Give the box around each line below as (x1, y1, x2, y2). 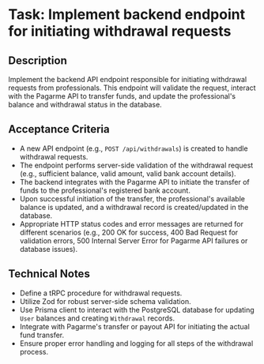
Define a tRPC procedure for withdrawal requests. (19, 288, 183, 298)
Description (8, 54, 67, 67)
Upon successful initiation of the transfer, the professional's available (19, 193, 245, 203)
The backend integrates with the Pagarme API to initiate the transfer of (19, 177, 251, 186)
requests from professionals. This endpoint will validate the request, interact (8, 83, 256, 92)
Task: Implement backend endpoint (8, 6, 246, 24)
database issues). (19, 244, 77, 253)
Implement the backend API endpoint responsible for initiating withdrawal (8, 75, 247, 84)
